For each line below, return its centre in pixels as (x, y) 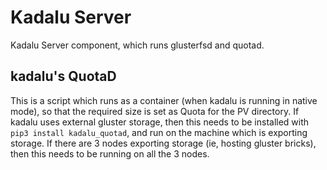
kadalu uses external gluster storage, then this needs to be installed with (160, 122)
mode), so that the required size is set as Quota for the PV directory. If (155, 111)
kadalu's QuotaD (63, 76)
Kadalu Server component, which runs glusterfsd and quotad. (137, 45)
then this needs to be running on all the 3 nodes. (110, 153)
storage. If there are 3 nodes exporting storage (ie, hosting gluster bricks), (163, 143)
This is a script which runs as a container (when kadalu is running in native (164, 100)
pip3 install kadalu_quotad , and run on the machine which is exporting (159, 132)
